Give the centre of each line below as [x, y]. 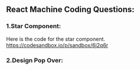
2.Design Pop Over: [35, 60]
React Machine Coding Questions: [70, 10]
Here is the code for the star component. [56, 39]
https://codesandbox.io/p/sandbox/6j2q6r [57, 45]
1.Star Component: [34, 26]
